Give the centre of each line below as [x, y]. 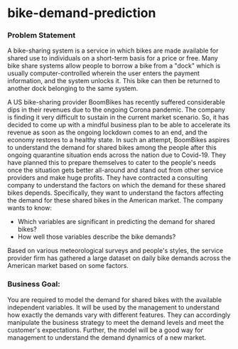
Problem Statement [42, 36]
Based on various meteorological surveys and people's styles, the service [115, 251]
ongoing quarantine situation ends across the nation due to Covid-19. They [117, 155]
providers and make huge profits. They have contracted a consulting [108, 178]
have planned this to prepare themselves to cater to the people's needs [112, 163]
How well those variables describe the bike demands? [97, 237]
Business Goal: [34, 284]
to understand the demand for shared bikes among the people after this [112, 148]
